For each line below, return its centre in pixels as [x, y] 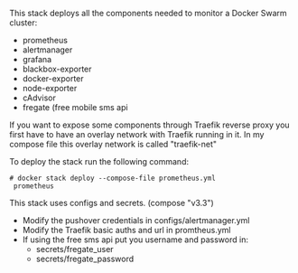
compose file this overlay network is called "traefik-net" [113, 144]
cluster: [23, 23]
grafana [37, 59]
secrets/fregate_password [85, 259]
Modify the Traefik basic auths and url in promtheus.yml [126, 230]
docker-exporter [53, 79]
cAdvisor [39, 98]
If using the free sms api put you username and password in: [135, 240]
